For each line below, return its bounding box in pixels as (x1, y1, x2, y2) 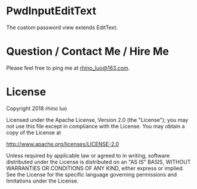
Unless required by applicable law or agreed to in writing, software (6, 152, 170, 159)
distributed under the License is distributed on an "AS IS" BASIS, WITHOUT (6, 158, 191, 165)
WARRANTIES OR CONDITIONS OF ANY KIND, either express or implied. (6, 165, 184, 172)
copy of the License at (6, 129, 61, 136)
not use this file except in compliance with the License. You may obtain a (6, 122, 185, 130)
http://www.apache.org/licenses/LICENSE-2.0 (6, 140, 119, 147)
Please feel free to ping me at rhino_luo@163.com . (6, 64, 130, 71)
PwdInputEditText (6, 4, 97, 18)
